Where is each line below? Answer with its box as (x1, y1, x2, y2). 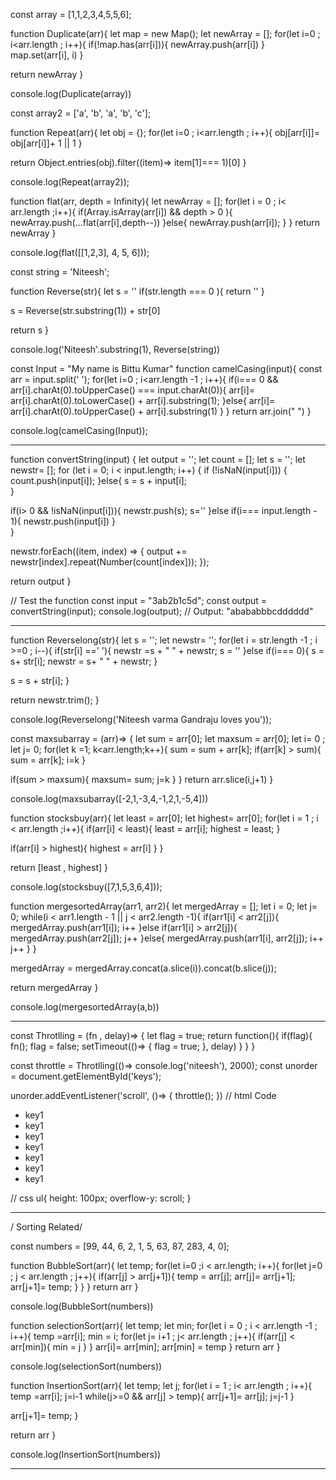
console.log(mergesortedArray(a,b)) (10, 1001, 160, 1013)
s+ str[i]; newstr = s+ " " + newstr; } (10, 655, 158, 667)
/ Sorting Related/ (10, 1221, 83, 1233)
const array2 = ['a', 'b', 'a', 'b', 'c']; (10, 107, 152, 119)
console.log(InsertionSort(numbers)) (10, 1449, 162, 1460)
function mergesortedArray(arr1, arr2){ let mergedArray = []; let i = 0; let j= (10, 900, 318, 912)
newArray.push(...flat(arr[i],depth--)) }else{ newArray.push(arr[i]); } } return (10, 217, 321, 228)
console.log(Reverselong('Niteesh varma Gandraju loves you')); (10, 714, 272, 725)
